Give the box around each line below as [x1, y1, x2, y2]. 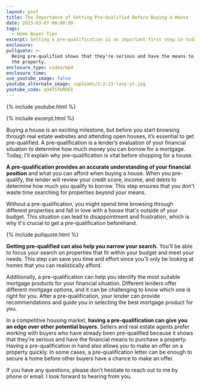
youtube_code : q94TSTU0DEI [6, 87, 74, 93]
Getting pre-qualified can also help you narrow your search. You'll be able [6, 242, 193, 250]
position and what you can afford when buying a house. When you [6, 169, 171, 177]
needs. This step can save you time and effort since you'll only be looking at [6, 255, 194, 262]
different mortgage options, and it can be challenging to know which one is [6, 285, 191, 293]
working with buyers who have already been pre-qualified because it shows [6, 329, 193, 336]
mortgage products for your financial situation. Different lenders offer [6, 279, 177, 287]
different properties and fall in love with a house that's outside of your [6, 206, 178, 214]
